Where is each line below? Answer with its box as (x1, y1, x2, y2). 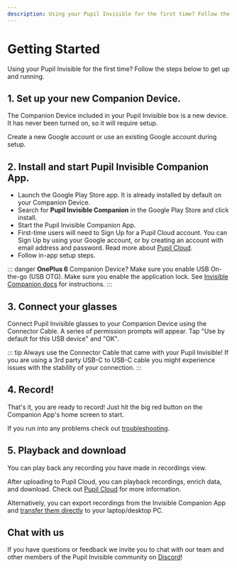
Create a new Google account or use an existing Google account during (7, 133, 217, 141)
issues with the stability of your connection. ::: (7, 364, 142, 371)
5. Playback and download (7, 444, 126, 457)
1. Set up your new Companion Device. (7, 92, 181, 104)
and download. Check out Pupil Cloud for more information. (7, 484, 182, 493)
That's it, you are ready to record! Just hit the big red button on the (7, 403, 203, 411)
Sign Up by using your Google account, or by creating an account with (17, 236, 224, 245)
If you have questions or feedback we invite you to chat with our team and (7, 545, 224, 554)
